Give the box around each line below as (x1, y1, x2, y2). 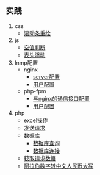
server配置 (32, 73, 60, 80)
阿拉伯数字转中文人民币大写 (23, 162, 94, 170)
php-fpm (23, 87, 46, 95)
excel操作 (23, 116, 48, 124)
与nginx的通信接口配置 (32, 95, 90, 102)
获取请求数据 (23, 154, 56, 162)
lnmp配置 (14, 59, 38, 66)
